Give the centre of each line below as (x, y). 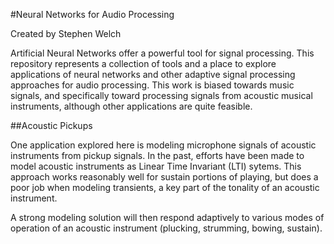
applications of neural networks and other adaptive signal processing (153, 74)
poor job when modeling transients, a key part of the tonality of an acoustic (165, 187)
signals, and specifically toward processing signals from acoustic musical (161, 95)
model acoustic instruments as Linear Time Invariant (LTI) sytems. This (156, 166)
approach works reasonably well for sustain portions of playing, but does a (164, 177)
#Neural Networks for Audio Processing (92, 14)
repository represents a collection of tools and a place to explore (143, 63)
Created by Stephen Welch (66, 33)
